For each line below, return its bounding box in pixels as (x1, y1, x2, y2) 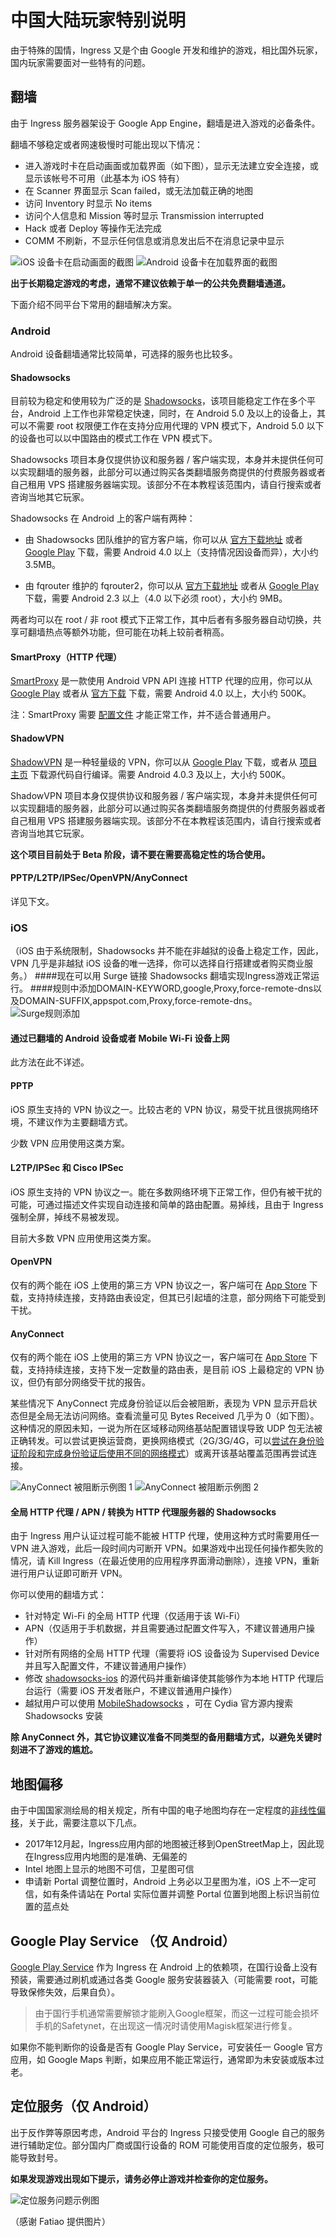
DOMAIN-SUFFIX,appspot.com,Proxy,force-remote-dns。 (18, 995, 258, 1007)
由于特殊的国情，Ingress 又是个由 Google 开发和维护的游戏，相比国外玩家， (10, 44, 323, 56)
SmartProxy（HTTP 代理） (10, 651, 123, 663)
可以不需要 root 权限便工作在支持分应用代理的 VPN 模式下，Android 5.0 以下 (10, 420, 325, 432)
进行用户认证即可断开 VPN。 (10, 1567, 128, 1580)
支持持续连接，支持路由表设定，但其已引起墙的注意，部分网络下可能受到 (27, 1291, 326, 1303)
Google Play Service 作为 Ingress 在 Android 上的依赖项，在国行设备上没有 (10, 1961, 318, 1973)
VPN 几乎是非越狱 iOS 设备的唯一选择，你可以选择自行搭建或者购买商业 (10, 957, 305, 970)
